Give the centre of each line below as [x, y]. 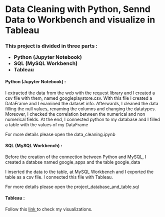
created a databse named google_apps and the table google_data [73, 162]
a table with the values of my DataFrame [47, 124]
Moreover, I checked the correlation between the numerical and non [75, 114]
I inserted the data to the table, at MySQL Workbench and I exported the [79, 172]
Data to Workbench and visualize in [80, 20]
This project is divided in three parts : [51, 46]
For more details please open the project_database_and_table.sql [72, 187]
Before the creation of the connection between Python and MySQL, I [76, 157]
